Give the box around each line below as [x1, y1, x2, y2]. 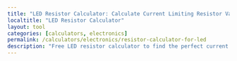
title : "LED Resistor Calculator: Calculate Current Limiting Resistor [7, 10, 222, 18]
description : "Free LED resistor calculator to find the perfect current [7, 43, 229, 50]
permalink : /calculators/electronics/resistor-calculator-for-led [7, 36, 207, 43]
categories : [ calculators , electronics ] [7, 29, 128, 37]
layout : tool [7, 23, 46, 30]
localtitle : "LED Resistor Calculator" [7, 17, 125, 24]
